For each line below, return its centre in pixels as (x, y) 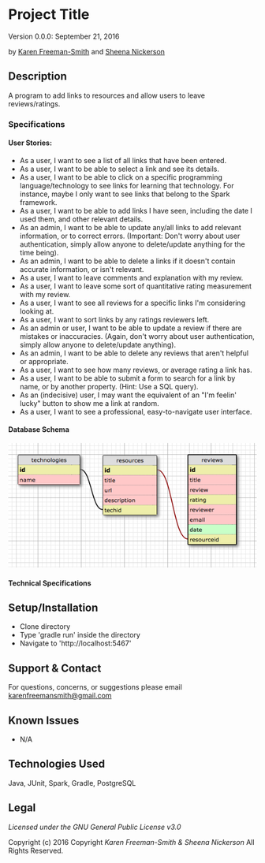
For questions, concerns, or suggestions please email (95, 687)
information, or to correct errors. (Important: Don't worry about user (130, 236)
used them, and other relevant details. (81, 219)
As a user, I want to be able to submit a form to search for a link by (127, 378)
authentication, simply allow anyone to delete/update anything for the (132, 244)
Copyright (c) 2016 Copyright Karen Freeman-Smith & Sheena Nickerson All (131, 842)
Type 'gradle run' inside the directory (80, 635)
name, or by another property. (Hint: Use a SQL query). (109, 386)
